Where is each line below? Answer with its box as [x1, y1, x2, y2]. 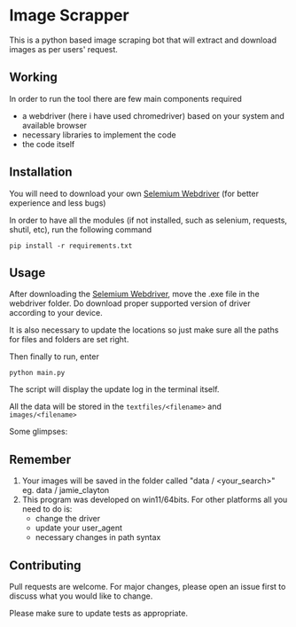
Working [9, 70, 58, 85]
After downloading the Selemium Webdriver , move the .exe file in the [9, 289, 260, 300]
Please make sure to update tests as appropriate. [9, 608, 189, 618]
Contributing [9, 558, 82, 573]
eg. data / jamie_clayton [21, 485, 110, 496]
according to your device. [9, 308, 104, 318]
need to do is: [21, 504, 73, 514]
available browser [21, 120, 87, 130]
